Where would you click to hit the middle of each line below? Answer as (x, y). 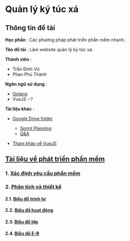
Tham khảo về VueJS (34, 143)
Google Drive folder (33, 118)
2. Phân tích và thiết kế (33, 187)
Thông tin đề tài (30, 28)
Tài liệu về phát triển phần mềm (55, 159)
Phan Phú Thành (29, 74)
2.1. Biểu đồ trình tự (25, 199)
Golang (20, 94)
